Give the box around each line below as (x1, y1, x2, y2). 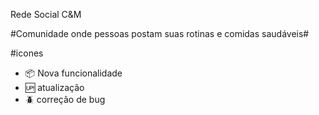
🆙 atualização (24, 82, 85, 93)
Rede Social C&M (10, 9, 82, 20)
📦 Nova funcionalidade (24, 67, 123, 79)
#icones (10, 47, 44, 59)
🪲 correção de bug (24, 94, 106, 105)
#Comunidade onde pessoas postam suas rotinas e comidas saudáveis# (10, 28, 310, 39)
